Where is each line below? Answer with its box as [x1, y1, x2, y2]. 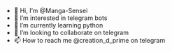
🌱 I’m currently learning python [13, 21, 103, 29]
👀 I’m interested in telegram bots [13, 14, 108, 22]
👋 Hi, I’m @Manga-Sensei [13, 7, 88, 14]
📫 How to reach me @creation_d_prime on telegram [13, 37, 166, 44]
